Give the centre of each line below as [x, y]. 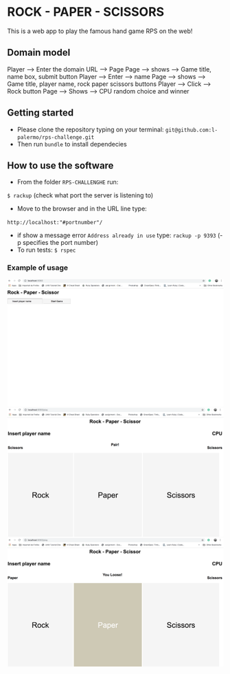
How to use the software [60, 165]
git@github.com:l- [192, 130]
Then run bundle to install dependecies [72, 144]
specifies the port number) [60, 243]
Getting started [41, 113]
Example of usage [38, 268]
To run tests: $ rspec [46, 250]
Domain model [39, 53]
